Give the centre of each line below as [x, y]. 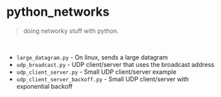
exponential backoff [44, 86]
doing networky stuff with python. [71, 31]
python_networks [58, 12]
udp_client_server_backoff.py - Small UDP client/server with [103, 79]
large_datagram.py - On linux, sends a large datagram [92, 57]
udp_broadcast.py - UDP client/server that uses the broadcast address [115, 64]
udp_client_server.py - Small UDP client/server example [96, 72]
